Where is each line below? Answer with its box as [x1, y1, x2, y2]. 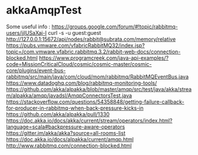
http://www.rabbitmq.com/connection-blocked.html [6, 142, 132, 149]
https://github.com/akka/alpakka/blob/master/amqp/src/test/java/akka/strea [6, 85, 192, 93]
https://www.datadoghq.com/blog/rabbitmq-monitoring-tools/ [6, 79, 157, 86]
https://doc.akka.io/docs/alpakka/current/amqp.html [6, 136, 134, 143]
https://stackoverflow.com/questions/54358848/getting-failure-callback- [6, 98, 184, 105]
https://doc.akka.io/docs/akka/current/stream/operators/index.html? [6, 117, 173, 124]
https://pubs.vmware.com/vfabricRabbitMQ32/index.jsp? [6, 42, 145, 49]
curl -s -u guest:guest [48, 29, 102, 36]
